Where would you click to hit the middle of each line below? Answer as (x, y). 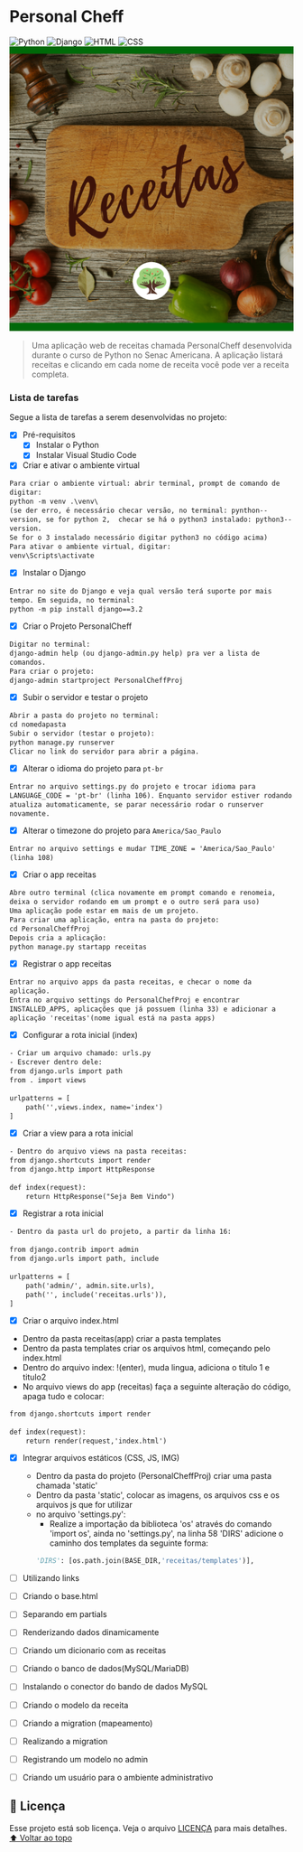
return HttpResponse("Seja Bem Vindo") (101, 1197)
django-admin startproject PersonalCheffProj (96, 680)
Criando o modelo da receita (75, 1705)
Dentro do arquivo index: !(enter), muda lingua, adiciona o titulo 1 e (146, 1368)
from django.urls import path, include (84, 1259)
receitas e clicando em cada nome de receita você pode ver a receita (160, 364)
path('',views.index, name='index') (95, 1107)
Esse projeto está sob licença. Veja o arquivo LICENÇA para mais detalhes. (148, 1828)
